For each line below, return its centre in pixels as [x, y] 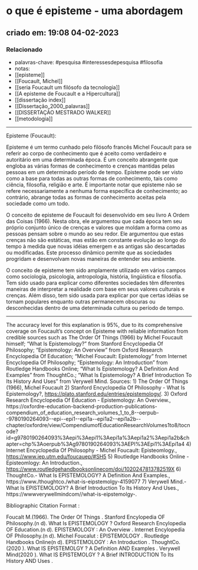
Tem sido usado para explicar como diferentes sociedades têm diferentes [95, 283]
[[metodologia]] [34, 119]
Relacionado [24, 50]
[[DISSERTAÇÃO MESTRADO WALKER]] [63, 112]
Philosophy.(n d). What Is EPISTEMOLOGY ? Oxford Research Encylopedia [96, 523]
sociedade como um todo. [38, 203]
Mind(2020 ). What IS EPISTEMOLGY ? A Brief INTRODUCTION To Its [90, 554]
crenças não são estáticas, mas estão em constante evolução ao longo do [96, 240]
